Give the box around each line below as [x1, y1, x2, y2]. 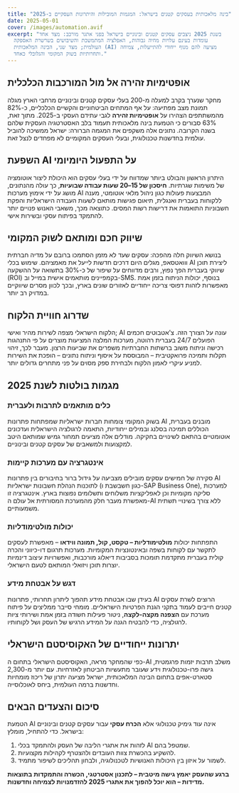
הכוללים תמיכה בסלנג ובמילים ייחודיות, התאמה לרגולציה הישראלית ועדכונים [7, 424, 209, 433]
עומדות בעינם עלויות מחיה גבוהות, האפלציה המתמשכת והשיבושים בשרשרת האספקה [14, 37, 208, 44]
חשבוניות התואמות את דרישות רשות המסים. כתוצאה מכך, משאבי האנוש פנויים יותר [7, 203, 229, 212]
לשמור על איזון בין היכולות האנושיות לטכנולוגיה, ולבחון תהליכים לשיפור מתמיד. [17, 756, 226, 764]
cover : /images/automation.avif [7, 24, 103, 31]
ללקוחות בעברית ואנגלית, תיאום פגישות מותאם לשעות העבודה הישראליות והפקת [7, 196, 222, 204]
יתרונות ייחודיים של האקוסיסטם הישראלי [7, 638, 180, 650]
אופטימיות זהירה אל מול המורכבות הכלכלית [7, 76, 191, 89]
